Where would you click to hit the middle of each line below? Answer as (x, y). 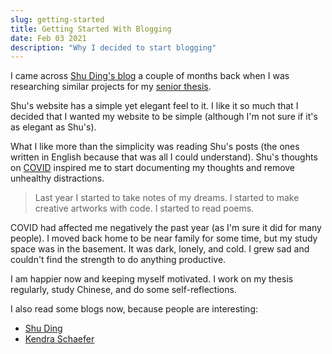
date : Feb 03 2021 (48, 38)
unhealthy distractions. (57, 178)
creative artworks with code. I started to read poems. (144, 208)
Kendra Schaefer (59, 339)
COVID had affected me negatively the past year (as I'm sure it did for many (166, 228)
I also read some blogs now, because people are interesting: (134, 309)
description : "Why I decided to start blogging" (113, 47)
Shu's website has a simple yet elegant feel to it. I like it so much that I (154, 106)
